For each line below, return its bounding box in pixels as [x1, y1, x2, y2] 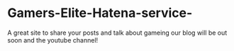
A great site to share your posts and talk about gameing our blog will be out [7, 28, 228, 37]
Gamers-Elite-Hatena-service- [7, 5, 193, 21]
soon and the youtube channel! [7, 35, 99, 44]
